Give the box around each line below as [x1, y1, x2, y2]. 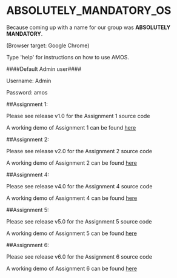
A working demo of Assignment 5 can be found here [6, 230, 138, 237]
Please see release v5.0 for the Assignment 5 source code [6, 217, 152, 225]
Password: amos [6, 88, 48, 96]
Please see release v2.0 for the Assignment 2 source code [6, 147, 153, 154]
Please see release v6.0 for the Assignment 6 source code [6, 253, 153, 260]
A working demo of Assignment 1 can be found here [6, 124, 136, 131]
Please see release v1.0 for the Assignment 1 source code [6, 112, 150, 119]
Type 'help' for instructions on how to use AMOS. [6, 53, 129, 61]
